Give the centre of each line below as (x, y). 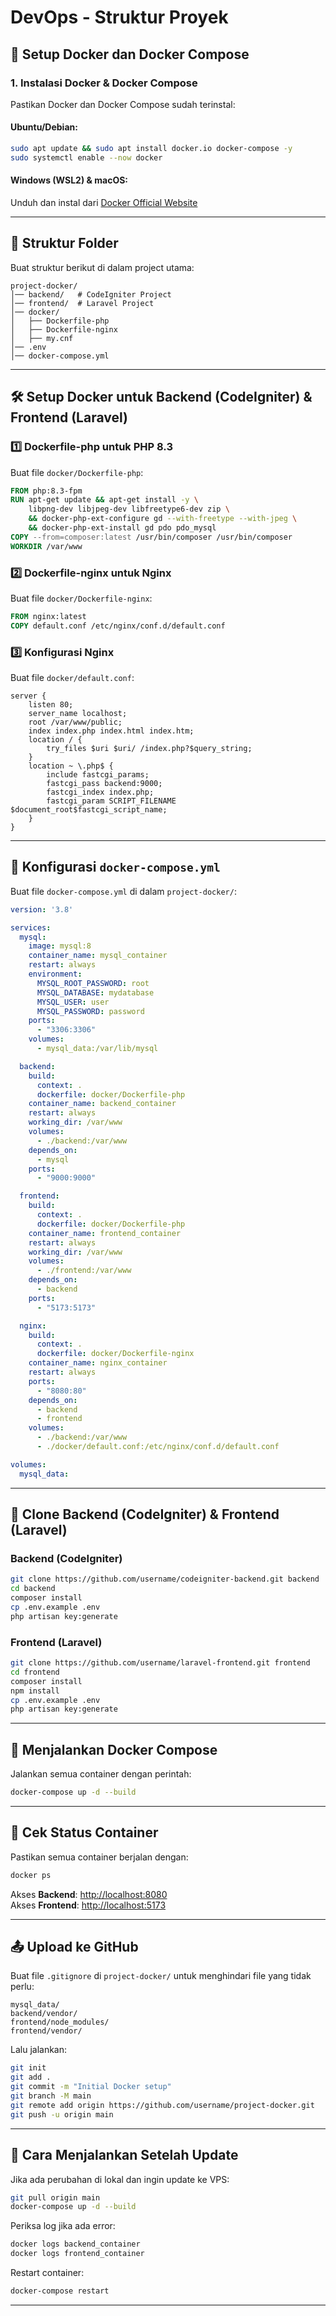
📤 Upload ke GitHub (74, 1947)
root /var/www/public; (75, 722)
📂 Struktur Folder (64, 243)
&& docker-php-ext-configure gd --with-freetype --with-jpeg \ (163, 519)
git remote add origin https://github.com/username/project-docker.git (162, 2105)
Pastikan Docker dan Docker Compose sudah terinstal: (123, 104)
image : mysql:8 (60, 946)
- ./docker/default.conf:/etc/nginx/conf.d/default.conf (158, 1447)
